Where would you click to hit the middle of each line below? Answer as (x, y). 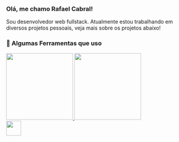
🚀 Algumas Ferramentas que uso (54, 43)
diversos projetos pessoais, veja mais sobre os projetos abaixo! (84, 28)
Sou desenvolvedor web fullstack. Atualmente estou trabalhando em (89, 22)
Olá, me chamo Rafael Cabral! (49, 9)
